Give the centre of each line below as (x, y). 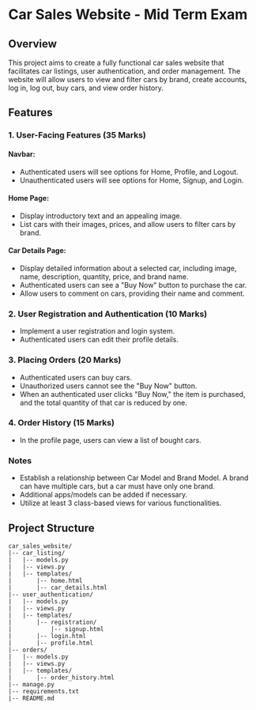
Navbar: (22, 154)
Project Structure (51, 528)
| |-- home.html (45, 580)
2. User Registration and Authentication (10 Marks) (108, 314)
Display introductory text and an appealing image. (101, 216)
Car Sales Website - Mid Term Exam (128, 15)
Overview (33, 44)
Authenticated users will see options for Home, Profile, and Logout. (129, 172)
